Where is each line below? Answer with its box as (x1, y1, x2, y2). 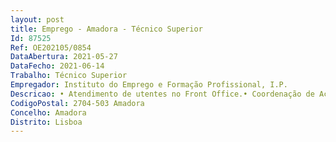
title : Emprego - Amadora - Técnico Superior (10, 24, 203, 34)
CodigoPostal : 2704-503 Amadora (10, 98, 145, 108)
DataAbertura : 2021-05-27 (10, 52, 118, 62)
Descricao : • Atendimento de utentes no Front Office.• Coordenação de (10, 89, 315, 99)
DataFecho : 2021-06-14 (10, 61, 105, 71)
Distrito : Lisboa (10, 117, 83, 127)
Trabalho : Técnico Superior (10, 71, 128, 81)
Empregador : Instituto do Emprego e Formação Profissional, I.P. (10, 80, 288, 90)
